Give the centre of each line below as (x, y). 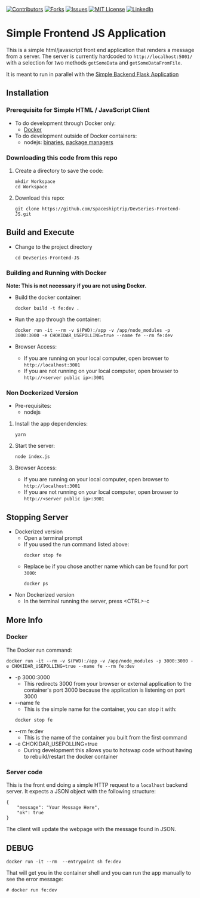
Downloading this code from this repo (62, 157)
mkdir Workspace (35, 181)
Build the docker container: (48, 297)
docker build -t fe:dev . (47, 309)
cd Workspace (31, 187)
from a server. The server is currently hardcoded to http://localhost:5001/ (99, 56)
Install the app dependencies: (51, 424)
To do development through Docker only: (65, 123)
